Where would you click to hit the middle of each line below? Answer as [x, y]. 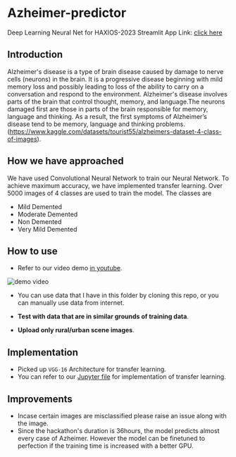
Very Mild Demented [47, 229]
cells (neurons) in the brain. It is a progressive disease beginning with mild [115, 79]
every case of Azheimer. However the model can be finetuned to [111, 438]
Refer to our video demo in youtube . [70, 268]
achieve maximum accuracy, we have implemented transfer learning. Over [115, 185]
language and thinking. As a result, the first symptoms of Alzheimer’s [107, 116]
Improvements [40, 399]
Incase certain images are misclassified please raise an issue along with [122, 416]
